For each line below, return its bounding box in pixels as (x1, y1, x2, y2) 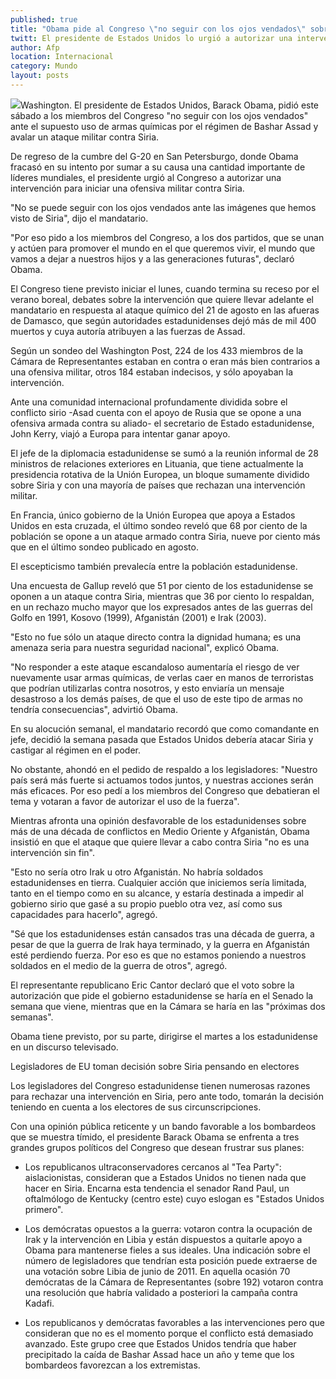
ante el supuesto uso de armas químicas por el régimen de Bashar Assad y (10, 120, 319, 132)
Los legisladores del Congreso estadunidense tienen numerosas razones (10, 1079, 311, 1091)
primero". (24, 1203, 64, 1215)
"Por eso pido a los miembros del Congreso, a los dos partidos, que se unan (10, 231, 325, 243)
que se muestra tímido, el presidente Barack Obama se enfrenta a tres (10, 1131, 300, 1143)
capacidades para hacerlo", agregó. (10, 908, 158, 920)
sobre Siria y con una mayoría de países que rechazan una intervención (10, 479, 306, 491)
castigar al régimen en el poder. (10, 744, 142, 756)
